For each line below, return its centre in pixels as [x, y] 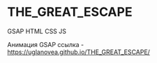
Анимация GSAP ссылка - [46, 44]
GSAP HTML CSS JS [37, 31]
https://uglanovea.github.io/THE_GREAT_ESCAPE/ [78, 52]
